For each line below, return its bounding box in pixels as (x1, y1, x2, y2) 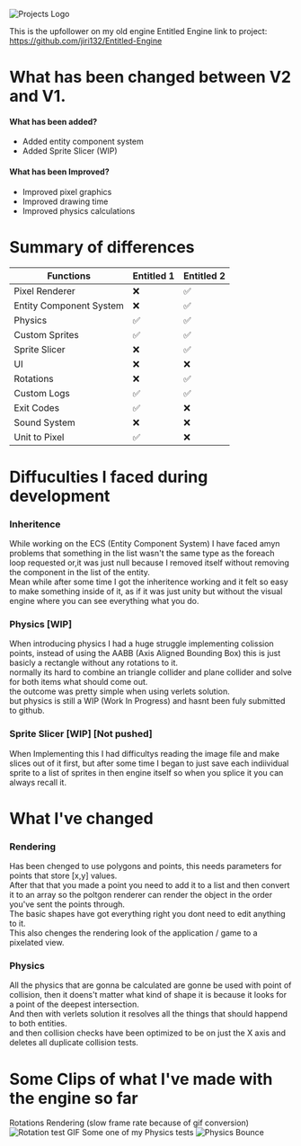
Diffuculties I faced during (9, 466, 208, 487)
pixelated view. (9, 937, 65, 948)
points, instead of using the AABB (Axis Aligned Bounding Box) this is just (9, 648, 281, 659)
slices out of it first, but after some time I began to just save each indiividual (9, 758, 289, 768)
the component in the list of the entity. (9, 567, 151, 578)
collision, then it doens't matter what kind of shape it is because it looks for (9, 990, 288, 1000)
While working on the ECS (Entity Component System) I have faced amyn (9, 538, 280, 549)
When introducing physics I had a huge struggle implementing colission (9, 638, 274, 649)
